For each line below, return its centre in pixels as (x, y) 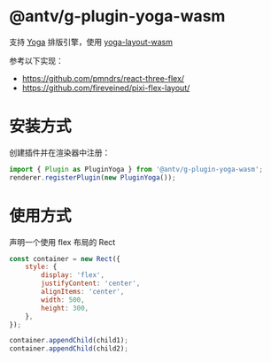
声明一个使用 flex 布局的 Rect (62, 242)
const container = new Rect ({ (65, 258)
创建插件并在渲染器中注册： (60, 152)
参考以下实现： (36, 60)
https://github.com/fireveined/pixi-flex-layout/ (106, 88)
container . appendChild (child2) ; (69, 349)
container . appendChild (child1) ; (69, 341)
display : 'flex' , (73, 275)
